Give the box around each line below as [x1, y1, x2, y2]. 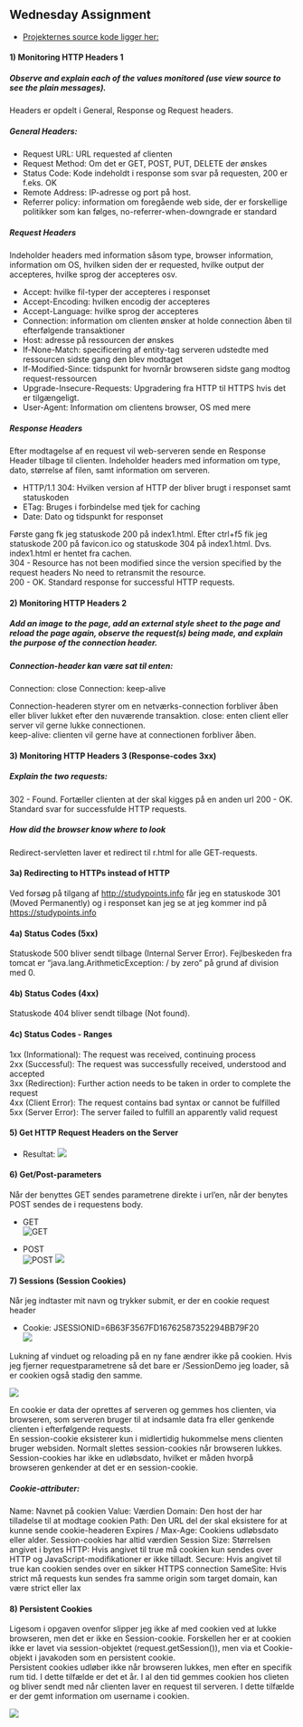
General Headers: [9, 126, 78, 137]
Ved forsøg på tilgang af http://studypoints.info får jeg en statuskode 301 [9, 887, 280, 899]
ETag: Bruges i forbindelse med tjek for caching [22, 501, 201, 512]
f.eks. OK [22, 177, 57, 188]
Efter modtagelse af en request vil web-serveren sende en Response [9, 445, 267, 456]
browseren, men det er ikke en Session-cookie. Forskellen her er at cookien [9, 1633, 291, 1644]
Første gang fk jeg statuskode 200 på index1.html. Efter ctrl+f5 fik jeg [9, 529, 269, 539]
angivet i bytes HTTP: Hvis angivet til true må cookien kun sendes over [9, 1544, 273, 1555]
